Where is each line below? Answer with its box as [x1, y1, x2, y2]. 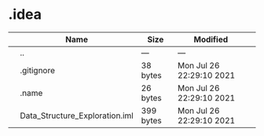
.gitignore [20, 64, 56, 75]
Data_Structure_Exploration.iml [20, 110, 134, 121]
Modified [193, 34, 229, 45]
